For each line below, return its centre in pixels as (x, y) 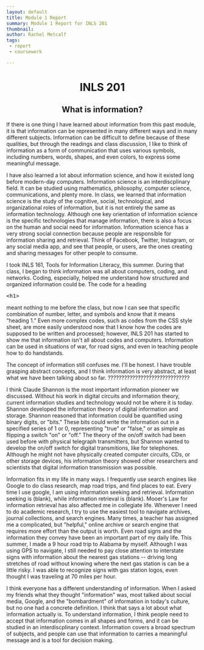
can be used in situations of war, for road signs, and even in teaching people (102, 346)
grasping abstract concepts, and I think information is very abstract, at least (101, 371)
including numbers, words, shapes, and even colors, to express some (93, 157)
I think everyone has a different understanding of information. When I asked (101, 588)
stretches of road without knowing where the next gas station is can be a (98, 563)
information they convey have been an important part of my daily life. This (99, 537)
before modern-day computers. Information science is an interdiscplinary (98, 181)
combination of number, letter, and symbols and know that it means (91, 314)
